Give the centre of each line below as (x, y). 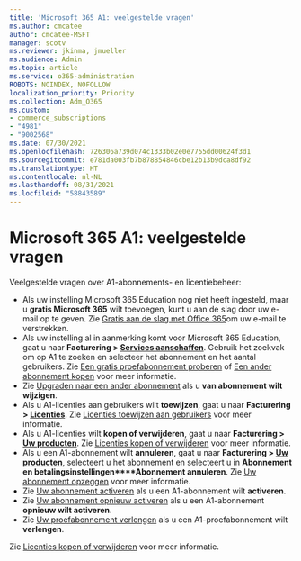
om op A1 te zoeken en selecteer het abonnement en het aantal (139, 357)
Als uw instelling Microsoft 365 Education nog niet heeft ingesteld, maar (155, 299)
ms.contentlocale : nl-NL (56, 176)
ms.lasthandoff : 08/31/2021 (62, 185)
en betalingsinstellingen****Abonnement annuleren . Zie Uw (139, 471)
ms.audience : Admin (46, 59)
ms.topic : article (44, 68)
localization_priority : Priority (72, 93)
